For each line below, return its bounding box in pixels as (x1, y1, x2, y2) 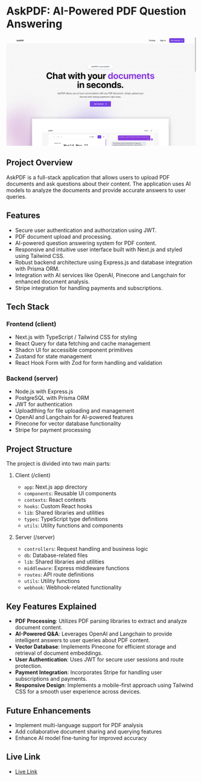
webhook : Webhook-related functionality (24, 584, 122, 591)
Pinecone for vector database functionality (14, 420, 122, 427)
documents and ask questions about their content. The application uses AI (6, 180, 191, 187)
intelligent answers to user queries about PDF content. (14, 637, 151, 644)
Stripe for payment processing (14, 426, 91, 434)
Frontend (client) (6, 320, 57, 328)
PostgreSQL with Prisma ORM (14, 394, 89, 402)
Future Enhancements (6, 705, 92, 716)
